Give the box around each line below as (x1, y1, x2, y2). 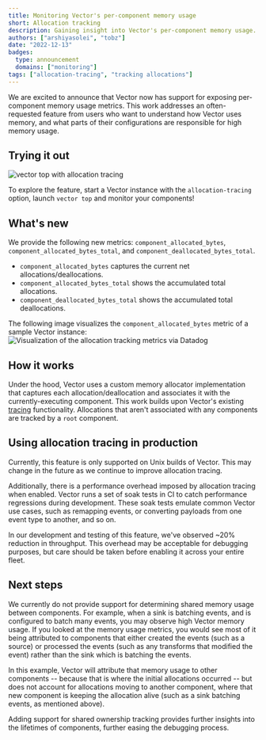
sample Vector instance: (8, 327, 87, 337)
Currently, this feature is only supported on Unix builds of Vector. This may (8, 457, 252, 467)
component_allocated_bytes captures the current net (19, 261, 190, 271)
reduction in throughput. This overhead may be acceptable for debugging (8, 538, 249, 547)
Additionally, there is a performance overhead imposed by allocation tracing (8, 481, 256, 490)
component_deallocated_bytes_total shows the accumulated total (19, 295, 234, 305)
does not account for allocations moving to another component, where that (8, 682, 253, 692)
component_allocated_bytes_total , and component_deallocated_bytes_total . (8, 246, 256, 256)
